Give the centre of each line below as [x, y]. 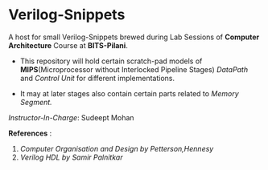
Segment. [36, 102]
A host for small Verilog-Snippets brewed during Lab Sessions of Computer [134, 37]
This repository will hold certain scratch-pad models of [111, 61]
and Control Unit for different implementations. [97, 78]
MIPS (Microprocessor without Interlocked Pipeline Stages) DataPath [134, 69]
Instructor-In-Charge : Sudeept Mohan [71, 117]
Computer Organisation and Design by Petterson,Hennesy [117, 148]
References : [30, 133]
